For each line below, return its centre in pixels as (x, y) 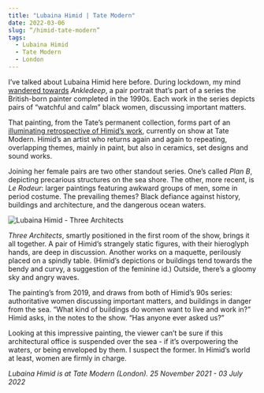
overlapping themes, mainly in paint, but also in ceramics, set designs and (128, 148)
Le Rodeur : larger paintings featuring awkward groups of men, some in (123, 188)
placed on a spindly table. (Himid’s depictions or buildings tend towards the (130, 260)
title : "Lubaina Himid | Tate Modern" (72, 15)
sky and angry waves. (44, 277)
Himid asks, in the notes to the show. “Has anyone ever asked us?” (116, 317)
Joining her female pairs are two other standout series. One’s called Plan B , (130, 171)
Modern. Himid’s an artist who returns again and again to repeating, (117, 139)
